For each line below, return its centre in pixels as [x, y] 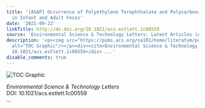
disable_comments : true [37, 57]
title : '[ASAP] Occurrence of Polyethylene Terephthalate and [87, 12]
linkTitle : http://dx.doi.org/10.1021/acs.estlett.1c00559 [83, 29]
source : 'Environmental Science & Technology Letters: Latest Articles [99, 35]
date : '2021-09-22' [31, 23]
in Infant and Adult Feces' [48, 18]
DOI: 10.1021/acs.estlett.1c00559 [47, 93]
